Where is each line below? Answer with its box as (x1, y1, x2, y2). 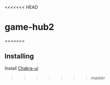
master (91, 75, 105, 81)
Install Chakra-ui (4, 65, 38, 71)
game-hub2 (4, 22, 55, 33)
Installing (4, 52, 34, 61)
